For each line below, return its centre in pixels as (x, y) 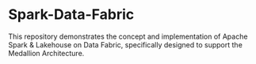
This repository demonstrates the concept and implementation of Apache (128, 36)
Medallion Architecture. (46, 53)
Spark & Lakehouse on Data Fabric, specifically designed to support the (126, 44)
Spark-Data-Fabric (71, 15)
